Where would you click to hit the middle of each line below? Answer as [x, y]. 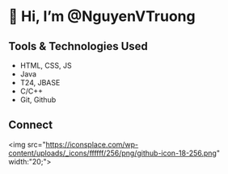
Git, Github [38, 99]
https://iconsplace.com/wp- [92, 144]
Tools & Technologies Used [78, 46]
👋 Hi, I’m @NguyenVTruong [102, 17]
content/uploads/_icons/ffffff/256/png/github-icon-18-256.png [112, 153]
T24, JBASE [40, 83]
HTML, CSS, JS [46, 65]
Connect [31, 125]
